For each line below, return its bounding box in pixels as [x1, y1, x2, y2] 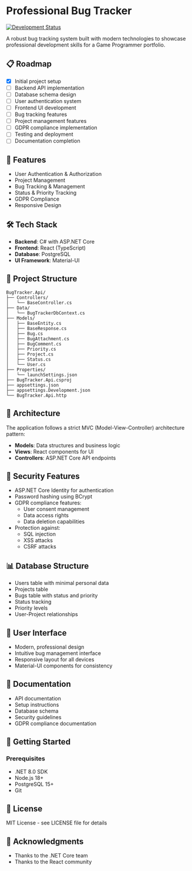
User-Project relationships [14, 611, 78, 618]
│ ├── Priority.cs [6, 346, 57, 352]
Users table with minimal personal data [14, 580, 109, 587]
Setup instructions [14, 701, 59, 708]
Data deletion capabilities [23, 518, 85, 525]
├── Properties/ [6, 367, 46, 373]
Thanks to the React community [14, 858, 92, 866]
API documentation [14, 694, 62, 702]
